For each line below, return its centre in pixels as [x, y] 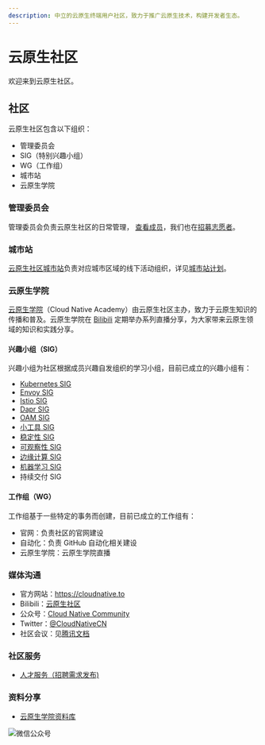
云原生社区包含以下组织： [50, 129]
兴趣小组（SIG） [35, 349]
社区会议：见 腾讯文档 [54, 633]
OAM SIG [35, 418]
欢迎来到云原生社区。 [43, 81]
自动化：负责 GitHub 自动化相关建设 [78, 542]
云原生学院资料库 [48, 716]
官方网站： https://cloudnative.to [72, 593]
